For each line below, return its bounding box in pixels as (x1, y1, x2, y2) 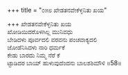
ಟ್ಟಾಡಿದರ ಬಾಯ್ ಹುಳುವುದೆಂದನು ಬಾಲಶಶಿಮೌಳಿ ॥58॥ (7, 59, 122, 67)
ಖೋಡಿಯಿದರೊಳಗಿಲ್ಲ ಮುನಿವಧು (7, 28, 73, 35)
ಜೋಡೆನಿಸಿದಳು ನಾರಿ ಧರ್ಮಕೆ (7, 43, 66, 51)
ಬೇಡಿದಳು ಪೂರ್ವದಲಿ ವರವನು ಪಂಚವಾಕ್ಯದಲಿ (7, 35, 98, 44)
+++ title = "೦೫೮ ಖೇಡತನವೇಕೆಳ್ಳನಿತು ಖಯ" (7, 6, 107, 14)
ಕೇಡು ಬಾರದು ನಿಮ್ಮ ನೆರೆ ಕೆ (7, 51, 60, 59)
